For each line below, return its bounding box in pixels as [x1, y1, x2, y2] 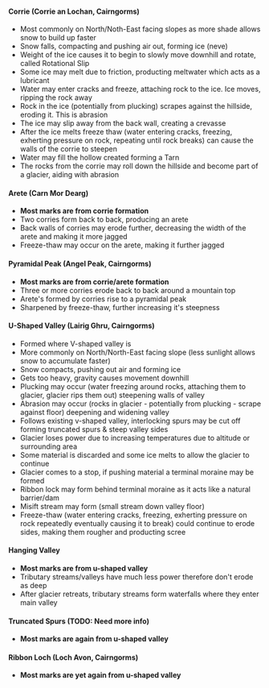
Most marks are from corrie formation [19, 206, 149, 216]
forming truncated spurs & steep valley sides [19, 424, 169, 434]
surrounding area [19, 441, 78, 451]
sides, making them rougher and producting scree [19, 527, 186, 537]
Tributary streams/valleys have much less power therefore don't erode [19, 572, 254, 582]
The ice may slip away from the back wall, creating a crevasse [19, 118, 226, 128]
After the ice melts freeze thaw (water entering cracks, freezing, [19, 127, 233, 137]
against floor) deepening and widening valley [19, 407, 170, 417]
